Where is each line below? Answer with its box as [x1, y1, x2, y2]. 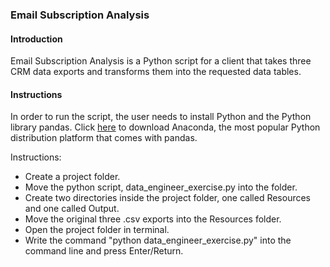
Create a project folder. [24, 171, 121, 183]
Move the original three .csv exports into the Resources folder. [24, 213, 282, 225]
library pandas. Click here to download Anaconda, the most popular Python [10, 121, 321, 133]
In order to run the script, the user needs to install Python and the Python [10, 111, 312, 123]
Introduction [10, 33, 63, 45]
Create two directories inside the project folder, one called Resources [24, 192, 312, 204]
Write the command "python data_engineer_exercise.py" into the [24, 234, 292, 247]
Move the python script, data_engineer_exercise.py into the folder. [24, 181, 298, 193]
